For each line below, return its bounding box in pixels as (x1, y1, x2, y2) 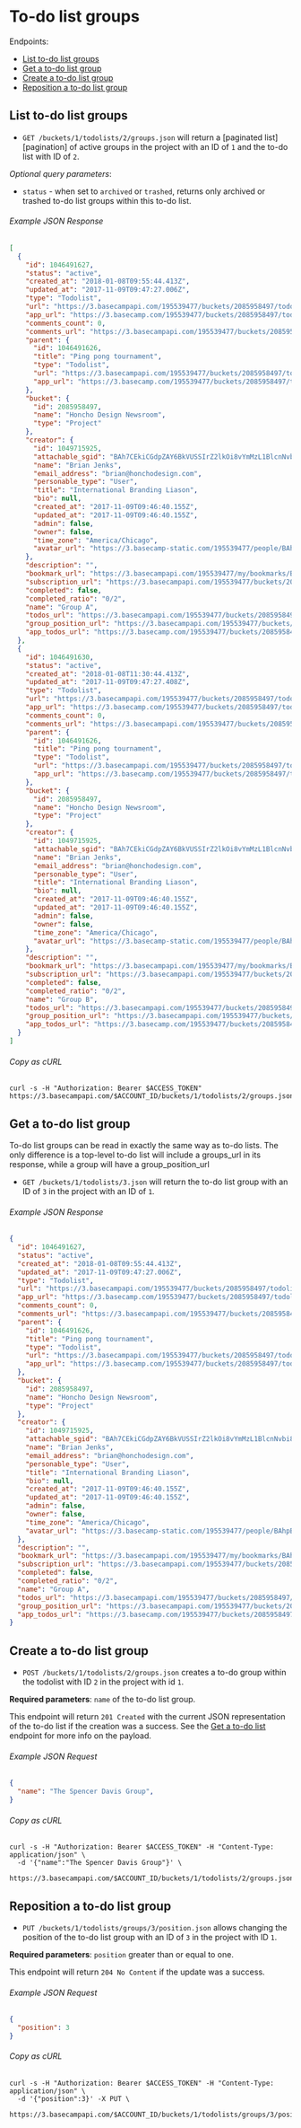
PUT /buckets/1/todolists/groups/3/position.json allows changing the (21, 1921, 288, 1932)
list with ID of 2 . (21, 151, 80, 162)
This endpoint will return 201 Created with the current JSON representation (9, 1711, 286, 1722)
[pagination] (21, 141, 68, 152)
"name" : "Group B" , (25, 995, 99, 1004)
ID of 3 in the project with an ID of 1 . (21, 1185, 155, 1196)
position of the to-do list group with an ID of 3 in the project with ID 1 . (21, 1931, 278, 1942)
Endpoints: (9, 36, 49, 47)
